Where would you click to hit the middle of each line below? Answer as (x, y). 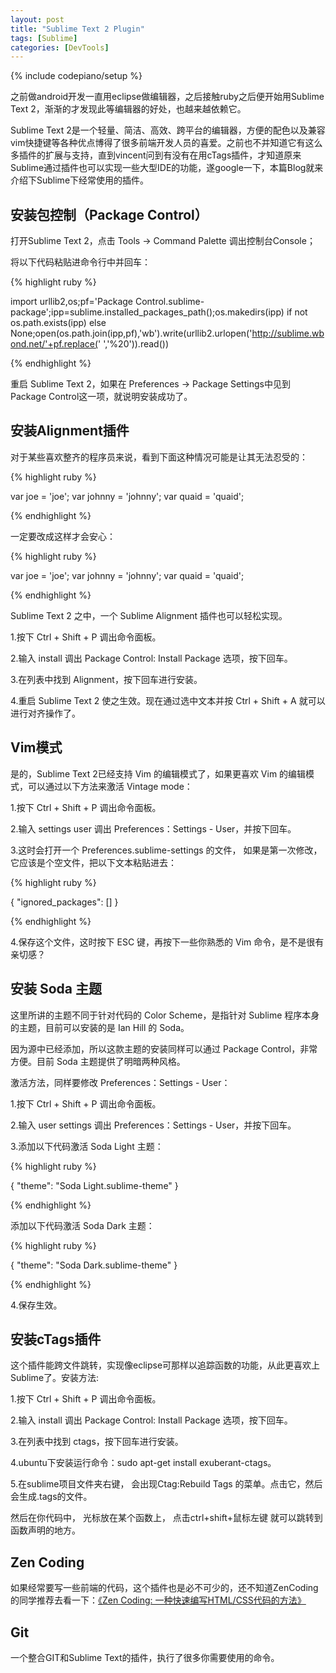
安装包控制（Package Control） (109, 214)
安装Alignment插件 (70, 431)
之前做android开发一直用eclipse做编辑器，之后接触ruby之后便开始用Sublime (167, 97)
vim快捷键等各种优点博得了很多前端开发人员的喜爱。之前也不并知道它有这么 (166, 143)
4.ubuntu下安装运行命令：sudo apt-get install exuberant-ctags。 (143, 1463)
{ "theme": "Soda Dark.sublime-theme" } (94, 1265)
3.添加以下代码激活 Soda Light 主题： (87, 1146)
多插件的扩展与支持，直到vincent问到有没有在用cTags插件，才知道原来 (156, 155)
